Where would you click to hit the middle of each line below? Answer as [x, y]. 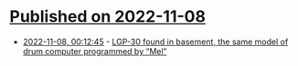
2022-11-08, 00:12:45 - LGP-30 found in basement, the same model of [155, 42]
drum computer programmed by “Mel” [95, 51]
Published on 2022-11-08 [107, 17]
